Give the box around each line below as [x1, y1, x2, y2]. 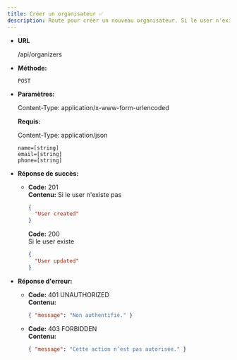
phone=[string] [17, 157, 63, 164]
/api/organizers [17, 50, 62, 59]
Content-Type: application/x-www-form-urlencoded [17, 103, 169, 112]
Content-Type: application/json [17, 131, 108, 139]
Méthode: [17, 64, 47, 72]
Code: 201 [28, 183, 59, 191]
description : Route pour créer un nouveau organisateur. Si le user [7, 17, 213, 24]
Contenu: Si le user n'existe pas [28, 190, 122, 198]
